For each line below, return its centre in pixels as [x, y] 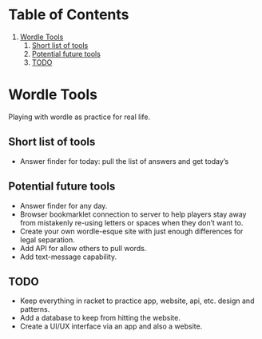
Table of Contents [69, 15]
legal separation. [48, 239]
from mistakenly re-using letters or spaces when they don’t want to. [131, 222]
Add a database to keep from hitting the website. [100, 318]
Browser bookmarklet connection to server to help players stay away [133, 214]
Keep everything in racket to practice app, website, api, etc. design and [137, 301]
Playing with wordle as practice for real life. [79, 117]
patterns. [35, 309]
